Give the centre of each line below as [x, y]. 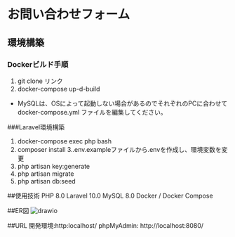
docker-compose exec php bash [65, 141]
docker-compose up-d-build [59, 89]
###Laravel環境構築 [36, 127]
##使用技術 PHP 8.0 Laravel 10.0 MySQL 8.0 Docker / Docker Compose [110, 196]
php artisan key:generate [54, 166]
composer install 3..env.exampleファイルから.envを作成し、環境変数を [120, 149]
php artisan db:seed [46, 181]
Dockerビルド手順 [38, 64]
